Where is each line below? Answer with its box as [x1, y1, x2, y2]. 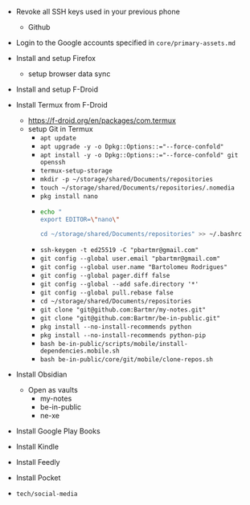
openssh [39, 158, 66, 166]
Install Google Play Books [15, 426, 100, 436]
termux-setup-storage [39, 167, 113, 175]
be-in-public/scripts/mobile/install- [58, 340, 188, 348]
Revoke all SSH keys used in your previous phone [15, 7, 181, 16]
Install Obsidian [15, 369, 68, 379]
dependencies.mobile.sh [39, 347, 120, 355]
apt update [39, 134, 76, 142]
